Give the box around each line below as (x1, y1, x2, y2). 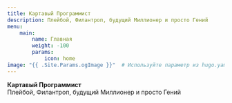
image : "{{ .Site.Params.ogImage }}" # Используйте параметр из (7, 62, 199, 68)
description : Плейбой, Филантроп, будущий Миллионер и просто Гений (7, 17, 209, 24)
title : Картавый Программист (7, 10, 91, 17)
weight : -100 (32, 42, 70, 49)
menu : (7, 23, 23, 30)
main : (19, 29, 36, 37)
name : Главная (32, 36, 72, 43)
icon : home (43, 55, 76, 62)
